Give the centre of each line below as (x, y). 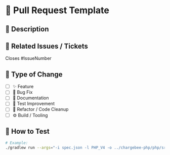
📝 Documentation (31, 98)
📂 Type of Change (34, 74)
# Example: (17, 143)
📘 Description (27, 29)
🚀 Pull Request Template (57, 10)
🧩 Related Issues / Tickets (47, 46)
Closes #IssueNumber (28, 58)
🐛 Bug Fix (23, 92)
